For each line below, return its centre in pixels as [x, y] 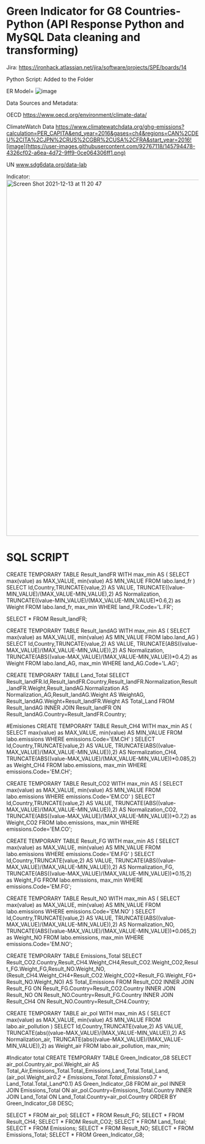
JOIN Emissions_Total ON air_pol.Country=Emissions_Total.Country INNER [99, 1090]
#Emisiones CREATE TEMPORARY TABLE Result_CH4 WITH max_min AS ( [99, 726]
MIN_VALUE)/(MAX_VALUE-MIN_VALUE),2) [60, 594]
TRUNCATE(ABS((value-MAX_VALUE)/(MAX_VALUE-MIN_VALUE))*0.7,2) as [102, 816]
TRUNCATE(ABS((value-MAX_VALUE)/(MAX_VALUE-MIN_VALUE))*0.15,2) [99, 873]
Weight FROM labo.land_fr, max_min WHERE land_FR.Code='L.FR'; [90, 607]
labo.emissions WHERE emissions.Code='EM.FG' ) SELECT [81, 854]
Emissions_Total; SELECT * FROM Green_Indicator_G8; [75, 1134]
